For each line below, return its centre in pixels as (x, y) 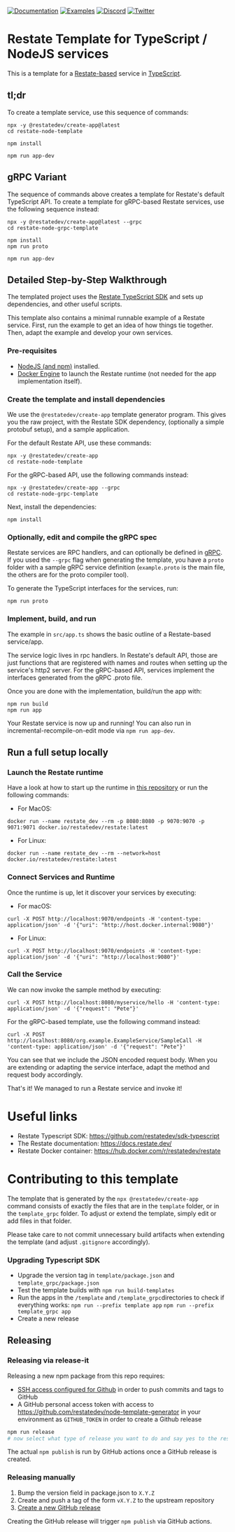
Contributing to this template (93, 1179)
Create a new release (48, 1319)
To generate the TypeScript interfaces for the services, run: (93, 588)
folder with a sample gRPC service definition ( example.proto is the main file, (116, 567)
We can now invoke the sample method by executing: (84, 989)
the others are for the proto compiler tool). (68, 575)
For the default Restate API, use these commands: (79, 443)
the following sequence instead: (53, 209)
